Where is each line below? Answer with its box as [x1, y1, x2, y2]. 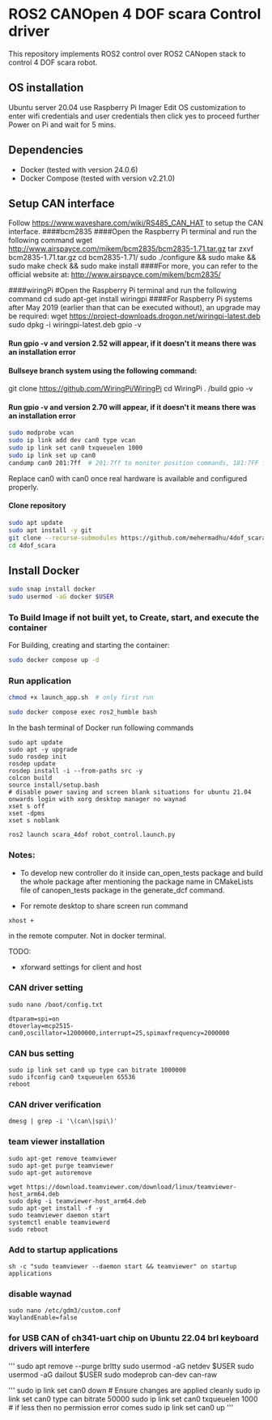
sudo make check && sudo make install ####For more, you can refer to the [8, 261, 258, 271]
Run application [8, 676, 71, 687]
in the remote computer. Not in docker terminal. [8, 931, 167, 940]
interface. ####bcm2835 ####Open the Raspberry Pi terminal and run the [8, 227, 257, 237]
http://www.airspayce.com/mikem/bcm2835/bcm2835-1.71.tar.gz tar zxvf [8, 244, 253, 254]
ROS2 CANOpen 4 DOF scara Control [8, 5, 261, 23]
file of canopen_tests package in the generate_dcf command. [19, 885, 225, 895]
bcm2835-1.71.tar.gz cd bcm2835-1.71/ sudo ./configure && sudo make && [8, 253, 257, 262]
